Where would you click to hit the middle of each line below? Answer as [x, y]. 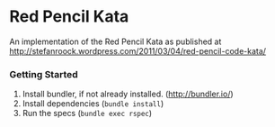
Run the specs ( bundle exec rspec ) [87, 113]
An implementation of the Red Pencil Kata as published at [115, 41]
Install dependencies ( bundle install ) [93, 104]
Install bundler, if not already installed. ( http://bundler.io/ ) [128, 94]
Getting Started [44, 74]
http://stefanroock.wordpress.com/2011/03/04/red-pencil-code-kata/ [138, 50]
